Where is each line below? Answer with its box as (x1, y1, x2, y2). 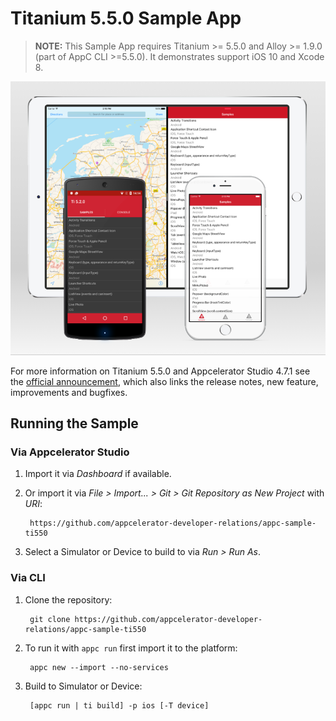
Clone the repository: (24, 593, 113, 606)
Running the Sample (10, 415, 139, 432)
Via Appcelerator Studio (10, 445, 130, 459)
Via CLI (10, 571, 46, 585)
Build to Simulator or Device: (24, 680, 143, 692)
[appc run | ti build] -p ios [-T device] (29, 700, 210, 711)
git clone (29, 614, 71, 624)
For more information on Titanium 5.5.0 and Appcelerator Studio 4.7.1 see (10, 365, 311, 377)
